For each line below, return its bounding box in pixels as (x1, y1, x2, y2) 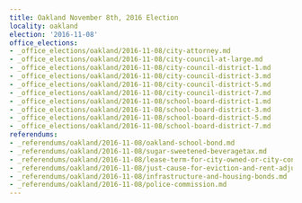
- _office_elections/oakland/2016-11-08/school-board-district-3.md (9, 105, 271, 114)
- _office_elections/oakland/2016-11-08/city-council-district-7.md (9, 88, 271, 97)
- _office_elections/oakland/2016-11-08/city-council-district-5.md (9, 80, 271, 89)
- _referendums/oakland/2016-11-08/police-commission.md (9, 181, 227, 190)
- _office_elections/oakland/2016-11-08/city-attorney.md (9, 47, 231, 56)
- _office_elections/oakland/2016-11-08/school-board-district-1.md (9, 96, 271, 106)
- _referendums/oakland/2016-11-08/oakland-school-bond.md (9, 138, 235, 147)
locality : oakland (9, 22, 78, 31)
